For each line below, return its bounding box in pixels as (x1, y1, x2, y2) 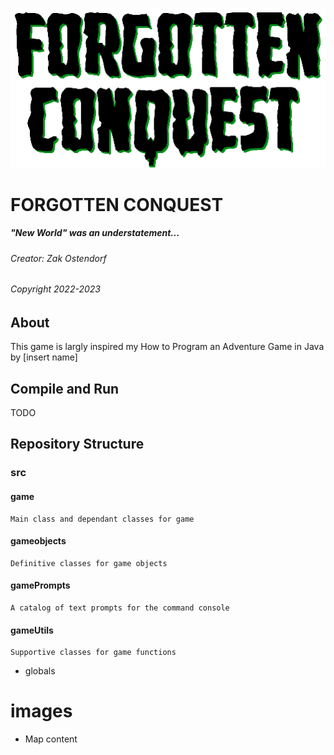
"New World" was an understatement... (10, 227, 180, 239)
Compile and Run (10, 380, 120, 397)
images (10, 700, 73, 723)
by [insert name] (10, 351, 78, 363)
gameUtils (10, 624, 54, 636)
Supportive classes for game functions (10, 648, 177, 658)
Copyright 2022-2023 (10, 283, 101, 295)
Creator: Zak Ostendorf (10, 252, 107, 264)
